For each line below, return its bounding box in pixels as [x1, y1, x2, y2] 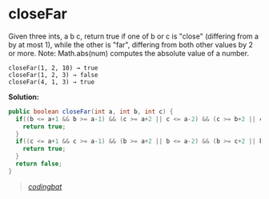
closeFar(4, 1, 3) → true [8, 78, 94, 86]
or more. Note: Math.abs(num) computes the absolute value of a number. [8, 48, 250, 58]
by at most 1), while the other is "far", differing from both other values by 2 [8, 39, 254, 49]
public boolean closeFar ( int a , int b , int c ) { [8, 108, 174, 116]
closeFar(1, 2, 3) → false [8, 71, 98, 79]
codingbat [27, 181, 62, 191]
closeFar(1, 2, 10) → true [8, 63, 98, 72]
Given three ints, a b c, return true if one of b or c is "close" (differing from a [8, 31, 259, 41]
